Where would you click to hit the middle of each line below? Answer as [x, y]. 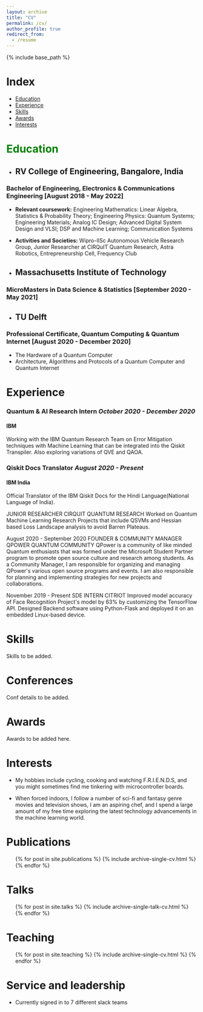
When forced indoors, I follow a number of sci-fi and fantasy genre [98, 798]
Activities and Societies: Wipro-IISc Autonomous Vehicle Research [99, 240]
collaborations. [25, 584]
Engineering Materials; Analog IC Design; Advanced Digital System [98, 222]
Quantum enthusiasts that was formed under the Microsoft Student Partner [100, 552]
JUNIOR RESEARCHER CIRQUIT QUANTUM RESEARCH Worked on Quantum [102, 514]
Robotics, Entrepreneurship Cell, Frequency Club [76, 253]
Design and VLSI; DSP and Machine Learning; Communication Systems [104, 229]
